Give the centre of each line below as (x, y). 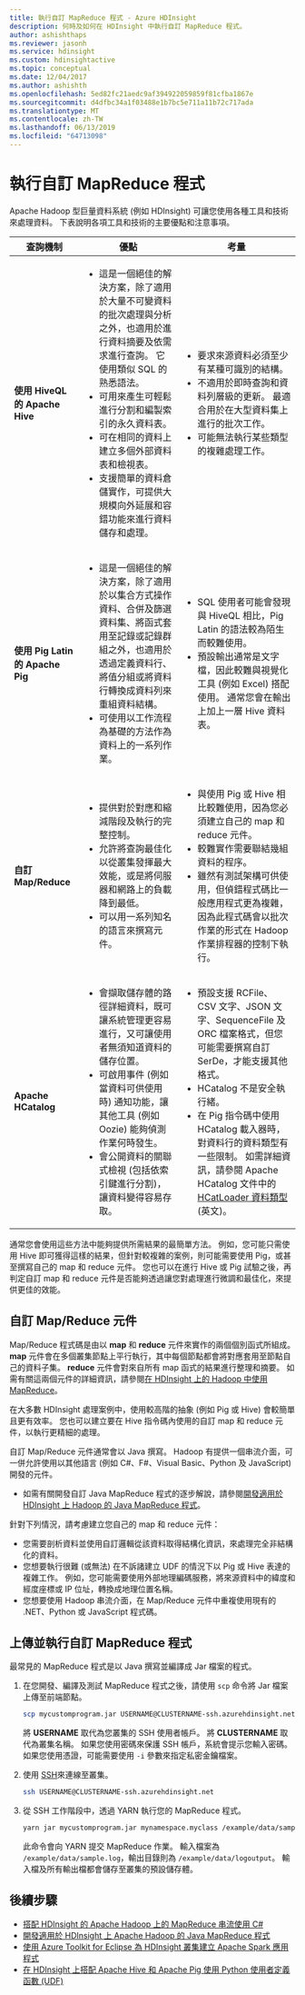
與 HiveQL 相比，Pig (241, 615)
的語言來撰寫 (126, 930)
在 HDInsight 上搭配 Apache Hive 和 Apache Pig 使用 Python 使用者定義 (156, 1970)
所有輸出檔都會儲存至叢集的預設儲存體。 (122, 1870)
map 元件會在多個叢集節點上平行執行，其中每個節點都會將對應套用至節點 (146, 1356)
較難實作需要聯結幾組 (243, 848)
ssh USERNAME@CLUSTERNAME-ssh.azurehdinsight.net (118, 1792)
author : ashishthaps (49, 35)
